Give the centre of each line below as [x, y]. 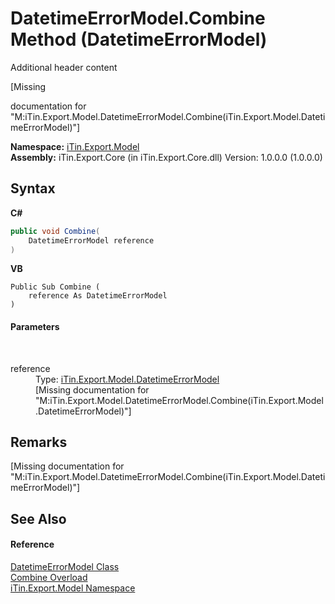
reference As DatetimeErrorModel [98, 296]
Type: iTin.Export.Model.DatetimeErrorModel [127, 379]
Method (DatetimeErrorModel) [139, 39]
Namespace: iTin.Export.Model [75, 146]
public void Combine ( [55, 231]
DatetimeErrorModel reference [91, 240]
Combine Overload [49, 577]
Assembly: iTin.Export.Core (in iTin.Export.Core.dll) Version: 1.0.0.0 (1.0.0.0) [166, 157]
